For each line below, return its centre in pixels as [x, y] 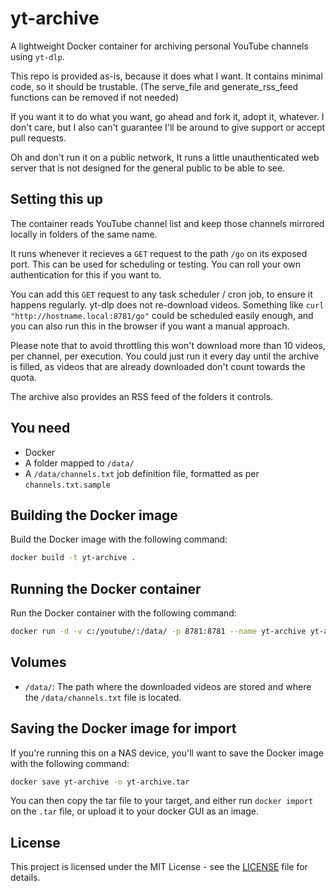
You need [40, 428]
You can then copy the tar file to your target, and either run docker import [162, 801]
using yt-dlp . [37, 56]
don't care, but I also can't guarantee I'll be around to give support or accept [168, 127]
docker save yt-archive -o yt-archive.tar [100, 782]
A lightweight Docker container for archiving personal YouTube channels [159, 46]
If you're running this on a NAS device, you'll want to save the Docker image [167, 753]
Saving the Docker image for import [123, 728]
